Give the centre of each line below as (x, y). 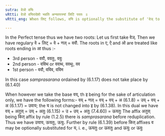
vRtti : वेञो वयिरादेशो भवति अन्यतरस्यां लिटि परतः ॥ (46, 14)
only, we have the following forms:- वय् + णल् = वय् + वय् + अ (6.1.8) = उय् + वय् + (82, 100)
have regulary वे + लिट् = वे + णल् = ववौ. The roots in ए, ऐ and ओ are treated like (81, 43)
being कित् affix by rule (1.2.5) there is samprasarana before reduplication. (80, 117)
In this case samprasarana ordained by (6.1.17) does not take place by (77, 79)
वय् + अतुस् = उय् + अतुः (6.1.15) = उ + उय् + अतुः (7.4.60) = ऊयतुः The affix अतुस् (78, 111)
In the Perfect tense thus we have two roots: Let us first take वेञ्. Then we (80, 37)
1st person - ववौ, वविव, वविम (38, 69)
